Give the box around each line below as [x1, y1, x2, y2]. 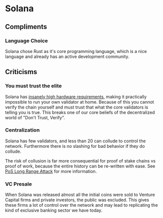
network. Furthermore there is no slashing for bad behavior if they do [5, 143, 145, 149]
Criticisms [5, 68, 37, 76]
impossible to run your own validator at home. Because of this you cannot [5, 99, 154, 105]
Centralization [5, 127, 40, 134]
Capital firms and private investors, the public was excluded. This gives [5, 197, 149, 203]
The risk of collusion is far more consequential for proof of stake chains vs [5, 158, 156, 163]
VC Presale [5, 180, 32, 187]
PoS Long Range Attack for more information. [5, 168, 97, 174]
